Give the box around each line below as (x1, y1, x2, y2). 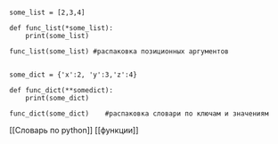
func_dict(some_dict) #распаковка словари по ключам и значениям (9, 109, 269, 118)
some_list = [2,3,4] (9, 8, 86, 17)
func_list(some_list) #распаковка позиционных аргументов (9, 47, 229, 56)
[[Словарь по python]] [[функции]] (9, 125, 139, 135)
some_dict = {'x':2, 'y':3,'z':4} (9, 70, 138, 79)
